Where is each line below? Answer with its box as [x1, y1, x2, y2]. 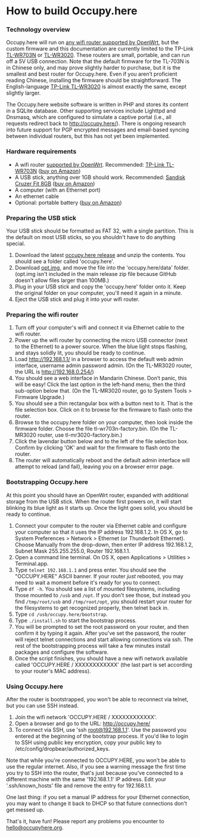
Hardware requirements [6, 148, 77, 156]
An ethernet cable [14, 192, 60, 200]
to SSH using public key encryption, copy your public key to [14, 739, 162, 746]
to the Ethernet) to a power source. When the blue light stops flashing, [14, 343, 187, 350]
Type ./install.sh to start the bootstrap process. [14, 617, 137, 624]
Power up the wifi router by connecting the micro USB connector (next [14, 337, 188, 344]
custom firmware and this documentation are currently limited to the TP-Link [6, 45, 194, 52]
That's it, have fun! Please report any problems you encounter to [6, 817, 165, 825]
